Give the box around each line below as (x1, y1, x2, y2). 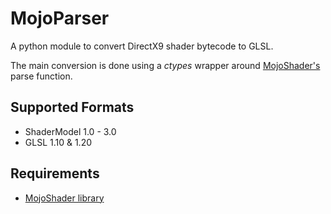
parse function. (10, 70, 73, 82)
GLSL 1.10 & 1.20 (24, 136, 93, 148)
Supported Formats (10, 99, 135, 116)
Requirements (10, 165, 100, 182)
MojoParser (10, 7, 110, 30)
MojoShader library (24, 192, 105, 204)
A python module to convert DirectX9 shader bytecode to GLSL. (10, 40, 274, 52)
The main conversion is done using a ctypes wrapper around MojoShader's (10, 59, 321, 71)
